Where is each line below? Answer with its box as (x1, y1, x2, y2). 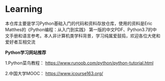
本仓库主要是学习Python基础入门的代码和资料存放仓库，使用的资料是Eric (5, 20, 153, 26)
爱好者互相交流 (5, 39, 35, 45)
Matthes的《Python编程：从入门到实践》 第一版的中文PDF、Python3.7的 (5, 26, 153, 33)
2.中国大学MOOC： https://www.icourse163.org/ (5, 70, 103, 76)
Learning (5, 3, 43, 15)
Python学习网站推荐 (5, 49, 46, 55)
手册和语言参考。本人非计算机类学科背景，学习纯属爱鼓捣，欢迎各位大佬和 (9, 33, 161, 39)
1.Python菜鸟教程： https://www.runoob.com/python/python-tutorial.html (5, 60, 154, 66)
